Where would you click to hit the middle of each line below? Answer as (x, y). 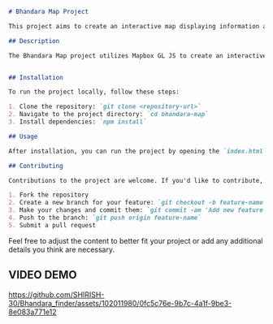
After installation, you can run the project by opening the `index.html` (138, 151)
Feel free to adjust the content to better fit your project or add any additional (136, 240)
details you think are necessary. (62, 249)
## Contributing (36, 166)
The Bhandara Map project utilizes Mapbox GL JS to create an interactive (138, 56)
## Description (34, 41)
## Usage (23, 136)
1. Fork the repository (49, 195)
